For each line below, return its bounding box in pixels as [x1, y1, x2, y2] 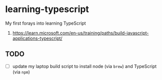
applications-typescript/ [12, 35, 63, 41]
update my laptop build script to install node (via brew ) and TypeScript [12, 63, 157, 69]
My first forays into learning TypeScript [5, 20, 86, 26]
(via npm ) [12, 69, 30, 75]
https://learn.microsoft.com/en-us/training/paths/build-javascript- [12, 30, 149, 36]
